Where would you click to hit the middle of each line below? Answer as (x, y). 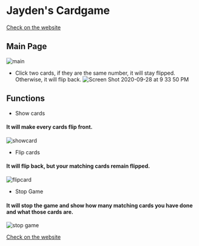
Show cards (30, 113)
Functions (26, 99)
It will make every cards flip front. (49, 127)
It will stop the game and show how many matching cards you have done (99, 205)
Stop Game (29, 191)
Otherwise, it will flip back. (48, 79)
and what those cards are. (40, 212)
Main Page (27, 46)
